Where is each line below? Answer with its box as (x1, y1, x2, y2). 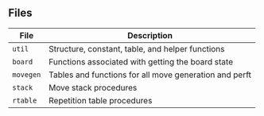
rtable (12, 95, 37, 105)
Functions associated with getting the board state (49, 56, 233, 67)
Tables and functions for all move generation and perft (49, 69, 252, 80)
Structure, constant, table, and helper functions (49, 43, 225, 54)
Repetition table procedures (49, 95, 153, 106)
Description (126, 29, 173, 41)
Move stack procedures (49, 82, 138, 93)
